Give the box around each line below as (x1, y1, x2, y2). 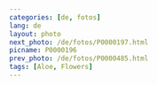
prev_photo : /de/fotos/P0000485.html (9, 54, 149, 63)
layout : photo (9, 29, 62, 38)
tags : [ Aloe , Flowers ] (9, 63, 93, 72)
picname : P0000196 (9, 46, 77, 55)
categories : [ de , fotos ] (9, 12, 101, 22)
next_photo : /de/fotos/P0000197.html (9, 37, 149, 47)
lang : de (9, 21, 42, 30)
